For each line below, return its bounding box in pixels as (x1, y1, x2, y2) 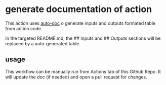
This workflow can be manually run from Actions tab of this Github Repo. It (5, 68, 161, 74)
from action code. (5, 25, 43, 31)
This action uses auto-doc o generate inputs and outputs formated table (5, 20, 156, 26)
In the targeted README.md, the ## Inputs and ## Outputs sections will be (5, 35, 161, 41)
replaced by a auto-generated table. (5, 40, 81, 46)
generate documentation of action (5, 4, 152, 15)
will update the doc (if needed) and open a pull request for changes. (5, 74, 148, 80)
